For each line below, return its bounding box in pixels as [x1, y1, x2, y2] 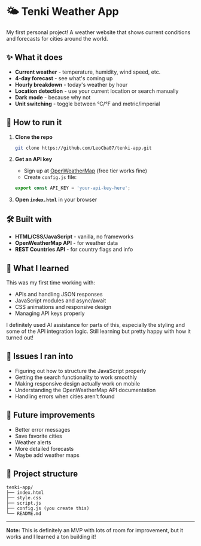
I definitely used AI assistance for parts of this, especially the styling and [6, 321, 185, 328]
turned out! [6, 333, 34, 341]
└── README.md [6, 511, 42, 517]
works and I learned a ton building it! [6, 533, 96, 541]
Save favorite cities [14, 432, 62, 439]
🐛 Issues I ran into [6, 351, 74, 362]
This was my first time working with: [6, 279, 96, 286]
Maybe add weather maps [14, 451, 80, 459]
